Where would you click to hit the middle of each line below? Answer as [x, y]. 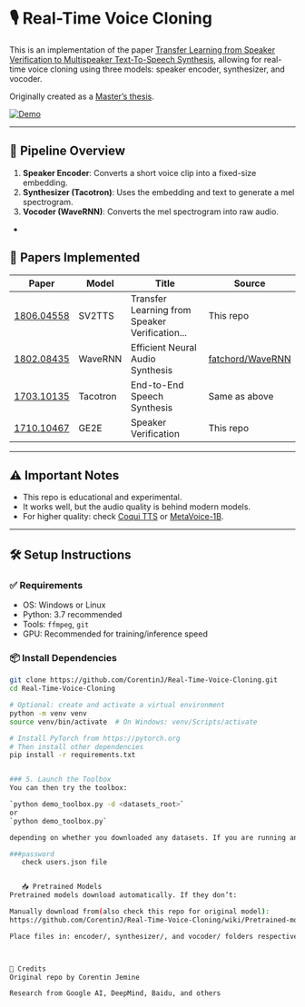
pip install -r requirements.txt [73, 755]
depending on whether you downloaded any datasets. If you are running [148, 837]
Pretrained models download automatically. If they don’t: [123, 895]
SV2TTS [97, 315]
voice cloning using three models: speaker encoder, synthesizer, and [157, 69]
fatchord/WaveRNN [250, 359]
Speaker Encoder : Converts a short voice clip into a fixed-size [139, 173]
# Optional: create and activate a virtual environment [117, 706]
